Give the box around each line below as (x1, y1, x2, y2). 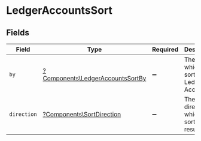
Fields (6, 28, 30, 38)
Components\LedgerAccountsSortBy (42, 74, 147, 82)
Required (152, 46, 178, 53)
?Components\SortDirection (42, 110, 121, 118)
